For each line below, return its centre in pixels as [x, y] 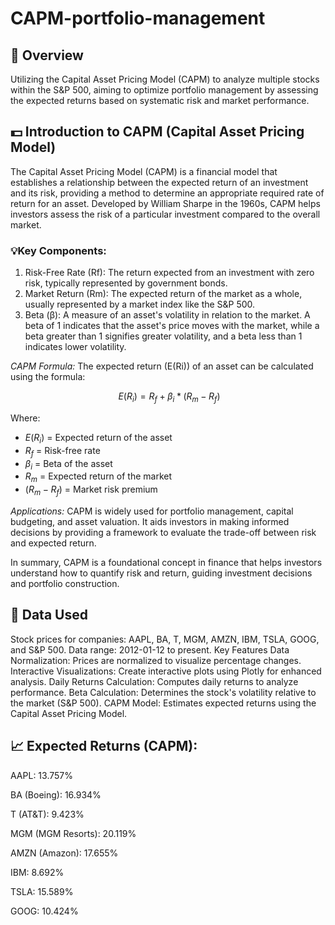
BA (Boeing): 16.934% [56, 794]
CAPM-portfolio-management [138, 18]
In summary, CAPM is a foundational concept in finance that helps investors [166, 562]
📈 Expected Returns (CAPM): [104, 746]
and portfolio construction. [65, 583]
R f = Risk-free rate [62, 451]
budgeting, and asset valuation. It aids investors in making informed [150, 521]
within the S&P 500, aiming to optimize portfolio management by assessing [164, 90]
